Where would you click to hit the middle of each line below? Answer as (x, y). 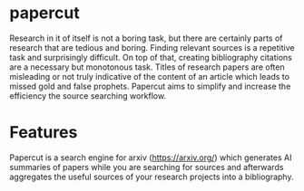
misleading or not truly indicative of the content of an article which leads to (150, 76)
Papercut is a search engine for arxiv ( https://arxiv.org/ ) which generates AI (151, 158)
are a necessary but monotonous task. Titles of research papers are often (147, 67)
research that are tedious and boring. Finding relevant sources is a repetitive (152, 47)
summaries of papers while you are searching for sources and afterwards (147, 167)
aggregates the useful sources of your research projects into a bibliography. (152, 177)
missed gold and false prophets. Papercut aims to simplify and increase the (150, 86)
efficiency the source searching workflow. (88, 95)
